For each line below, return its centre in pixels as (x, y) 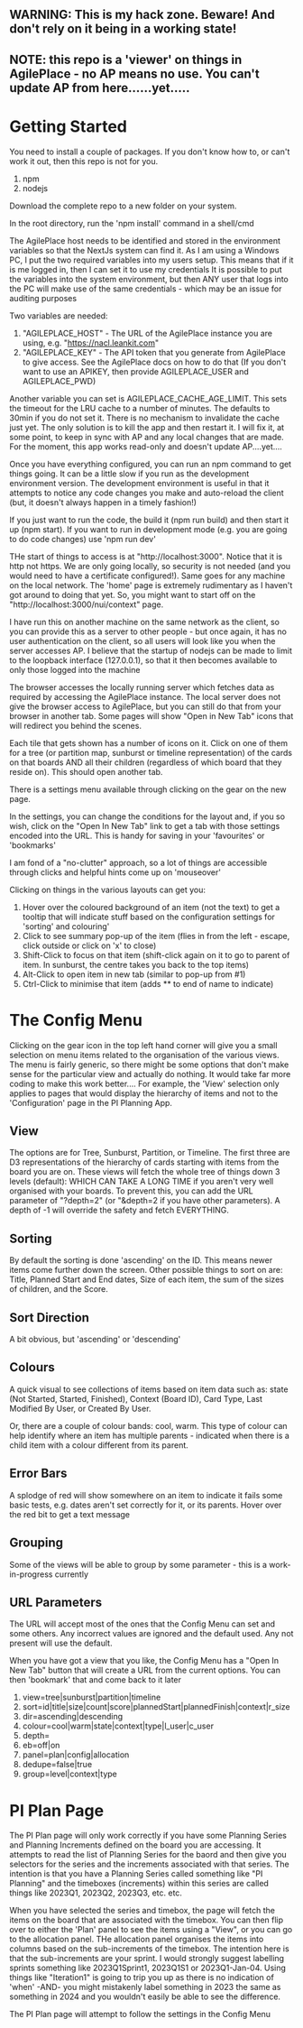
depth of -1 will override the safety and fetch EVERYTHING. (119, 1210)
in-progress (31, 1574)
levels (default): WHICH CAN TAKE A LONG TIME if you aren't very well (142, 1182)
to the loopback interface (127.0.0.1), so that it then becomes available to (143, 660)
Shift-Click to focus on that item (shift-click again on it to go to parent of (156, 954)
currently (71, 1574)
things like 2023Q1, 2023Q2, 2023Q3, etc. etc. (96, 1893)
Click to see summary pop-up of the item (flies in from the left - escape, (156, 936)
